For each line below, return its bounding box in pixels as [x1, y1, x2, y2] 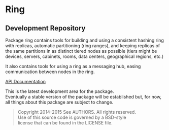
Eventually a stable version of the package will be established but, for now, [5, 94, 161, 100]
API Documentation [5, 79, 46, 84]
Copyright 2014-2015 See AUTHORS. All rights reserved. [17, 109, 136, 115]
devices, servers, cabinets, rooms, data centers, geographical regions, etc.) [5, 53, 164, 59]
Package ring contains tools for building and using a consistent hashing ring [5, 37, 164, 43]
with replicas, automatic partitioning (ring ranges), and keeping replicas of [5, 43, 160, 49]
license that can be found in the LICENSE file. [17, 120, 113, 125]
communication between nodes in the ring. [5, 69, 95, 75]
